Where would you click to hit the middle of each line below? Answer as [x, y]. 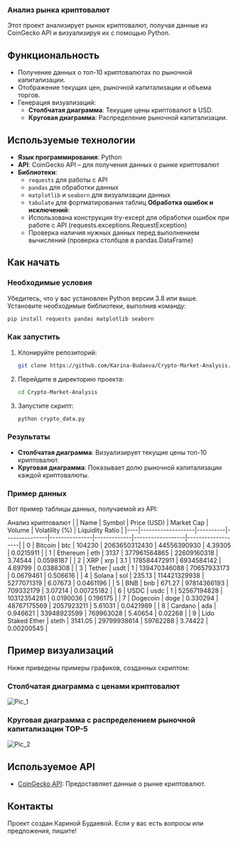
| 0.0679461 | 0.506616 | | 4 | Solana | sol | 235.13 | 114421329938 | [106, 576]
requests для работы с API [68, 180]
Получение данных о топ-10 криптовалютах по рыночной [105, 72]
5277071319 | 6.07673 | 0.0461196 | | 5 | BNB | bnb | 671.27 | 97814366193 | [118, 583]
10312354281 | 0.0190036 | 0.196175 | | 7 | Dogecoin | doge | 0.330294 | [113, 598]
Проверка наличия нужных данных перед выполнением [114, 232]
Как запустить [34, 337]
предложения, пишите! [42, 831]
